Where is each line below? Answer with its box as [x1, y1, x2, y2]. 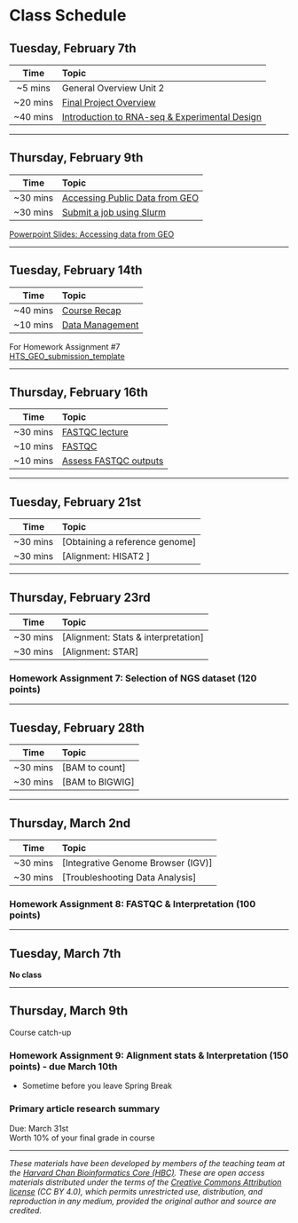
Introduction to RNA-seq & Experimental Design [61, 111, 262, 122]
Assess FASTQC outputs [61, 454, 164, 467]
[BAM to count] [61, 761, 126, 774]
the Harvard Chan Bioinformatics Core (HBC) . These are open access [9, 1167, 265, 1178]
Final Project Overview [61, 97, 157, 108]
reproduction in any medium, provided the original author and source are [9, 1195, 277, 1206]
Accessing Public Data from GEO [61, 192, 200, 204]
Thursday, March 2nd [9, 816, 131, 831]
